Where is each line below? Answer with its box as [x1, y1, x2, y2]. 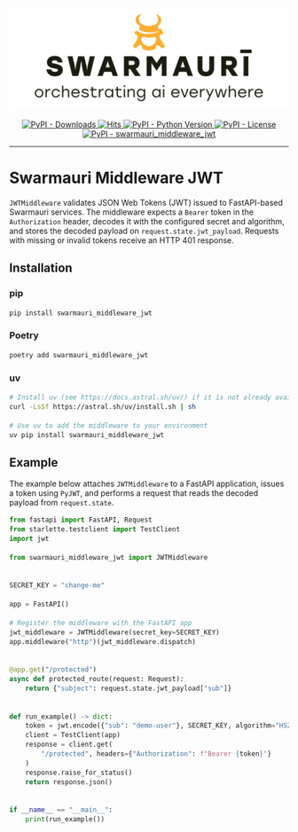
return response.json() [25, 777, 114, 787]
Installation [9, 261, 73, 276]
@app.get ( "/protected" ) [9, 665, 98, 674]
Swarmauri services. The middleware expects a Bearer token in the [9, 207, 255, 217]
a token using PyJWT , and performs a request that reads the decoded [9, 488, 259, 498]
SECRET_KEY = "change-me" [9, 581, 105, 590]
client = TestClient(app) [25, 731, 122, 740]
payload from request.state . [9, 498, 114, 508]
